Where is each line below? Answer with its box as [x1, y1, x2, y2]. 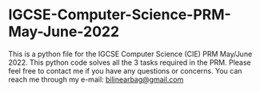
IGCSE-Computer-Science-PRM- [8, 6, 232, 24]
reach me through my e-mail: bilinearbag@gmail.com [8, 74, 184, 84]
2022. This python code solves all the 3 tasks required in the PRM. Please [8, 58, 252, 67]
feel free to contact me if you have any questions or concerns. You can [8, 66, 242, 75]
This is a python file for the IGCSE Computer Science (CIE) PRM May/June [8, 49, 253, 58]
